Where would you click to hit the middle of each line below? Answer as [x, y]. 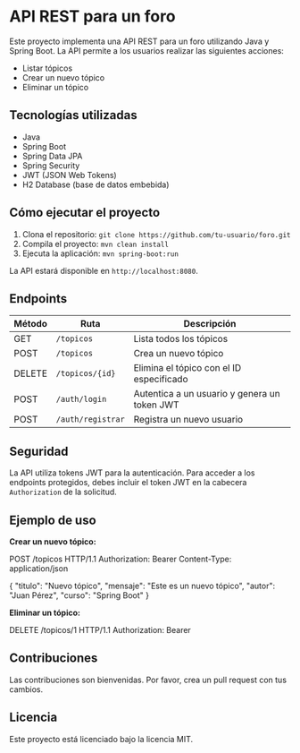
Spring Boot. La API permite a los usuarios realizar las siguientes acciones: [146, 50]
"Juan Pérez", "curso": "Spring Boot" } [79, 595]
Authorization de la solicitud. [63, 492]
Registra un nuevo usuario [188, 420]
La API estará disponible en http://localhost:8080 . [104, 270]
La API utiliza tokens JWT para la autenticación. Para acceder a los [132, 473]
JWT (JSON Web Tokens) [70, 175]
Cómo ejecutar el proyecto [85, 213]
